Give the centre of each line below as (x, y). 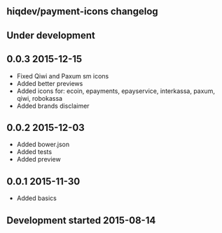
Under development (51, 35)
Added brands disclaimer (53, 106)
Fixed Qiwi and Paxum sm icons (63, 76)
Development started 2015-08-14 (81, 220)
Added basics (37, 198)
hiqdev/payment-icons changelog (82, 12)
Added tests (34, 152)
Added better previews (50, 83)
